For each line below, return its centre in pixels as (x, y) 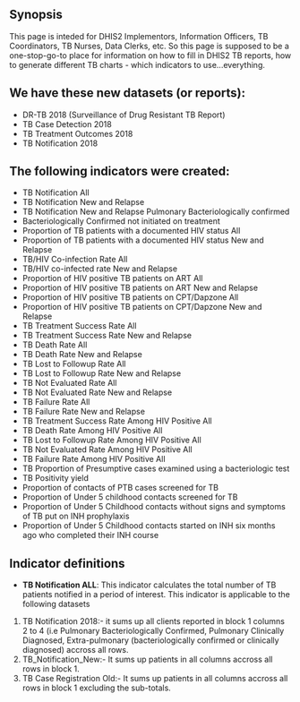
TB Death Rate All (55, 345)
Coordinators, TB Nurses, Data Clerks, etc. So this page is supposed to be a (149, 46)
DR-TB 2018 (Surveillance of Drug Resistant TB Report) (124, 115)
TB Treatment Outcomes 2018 (77, 133)
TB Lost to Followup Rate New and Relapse (102, 373)
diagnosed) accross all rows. (75, 650)
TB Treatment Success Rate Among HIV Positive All (117, 421)
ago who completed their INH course (90, 535)
